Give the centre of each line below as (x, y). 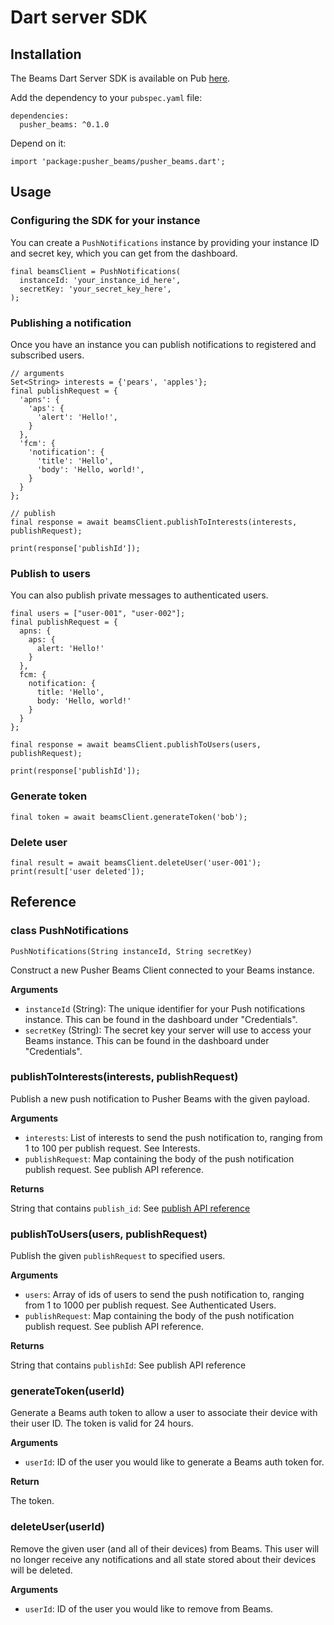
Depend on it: (38, 143)
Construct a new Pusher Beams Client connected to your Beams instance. (162, 970)
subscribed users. (47, 355)
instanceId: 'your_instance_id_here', (100, 280)
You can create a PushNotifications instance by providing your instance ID (165, 242)
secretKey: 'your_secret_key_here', (95, 289)
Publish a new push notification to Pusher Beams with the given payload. (160, 1098)
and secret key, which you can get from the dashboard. (124, 253)
